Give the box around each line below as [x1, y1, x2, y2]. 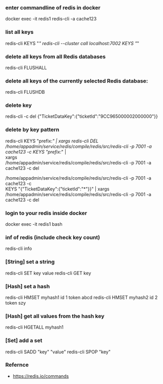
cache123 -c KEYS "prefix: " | [5, 148, 67, 155]
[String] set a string [5, 258, 55, 265]
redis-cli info [5, 245, 32, 252]
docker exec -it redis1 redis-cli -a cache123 [5, 16, 97, 22]
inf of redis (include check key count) [5, 234, 100, 241]
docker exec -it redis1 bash [5, 221, 63, 227]
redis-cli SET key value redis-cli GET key [5, 270, 91, 276]
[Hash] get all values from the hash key [5, 312, 105, 319]
